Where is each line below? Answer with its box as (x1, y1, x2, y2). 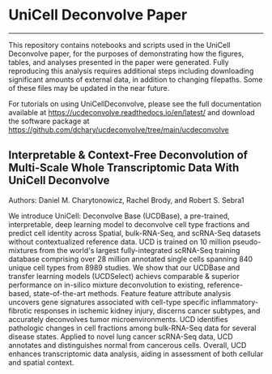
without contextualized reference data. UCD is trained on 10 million (8, 237, 232, 247)
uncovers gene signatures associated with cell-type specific (8, 297, 210, 307)
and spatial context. (8, 357, 74, 367)
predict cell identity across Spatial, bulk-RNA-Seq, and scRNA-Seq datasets (8, 228, 261, 238)
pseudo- (232, 237, 261, 247)
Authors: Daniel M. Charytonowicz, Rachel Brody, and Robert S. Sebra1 (8, 195, 244, 204)
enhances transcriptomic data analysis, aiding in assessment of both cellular (8, 349, 264, 359)
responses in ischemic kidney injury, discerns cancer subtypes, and (33, 306, 261, 316)
